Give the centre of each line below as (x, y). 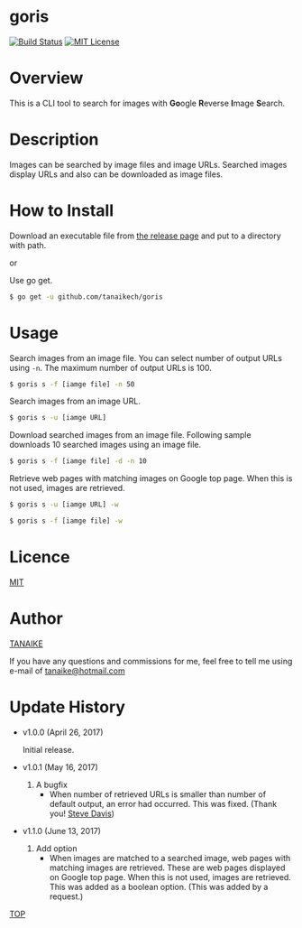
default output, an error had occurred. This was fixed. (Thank (163, 803)
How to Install (62, 210)
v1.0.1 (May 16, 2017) (60, 767)
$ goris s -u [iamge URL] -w (64, 505)
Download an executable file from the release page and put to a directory (145, 236)
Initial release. (48, 749)
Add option (56, 848)
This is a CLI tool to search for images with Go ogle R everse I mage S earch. (147, 103)
